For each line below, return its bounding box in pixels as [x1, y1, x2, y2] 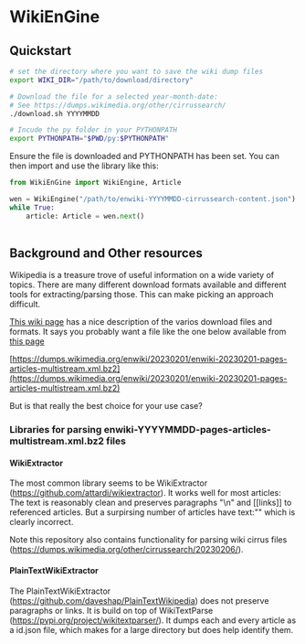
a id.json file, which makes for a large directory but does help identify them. [9, 624, 294, 635]
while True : [9, 203, 55, 212]
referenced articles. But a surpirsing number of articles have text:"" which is [9, 507, 296, 518]
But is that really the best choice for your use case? [9, 401, 203, 412]
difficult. [9, 299, 41, 310]
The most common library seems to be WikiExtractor [9, 478, 208, 488]
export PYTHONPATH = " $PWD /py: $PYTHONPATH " [9, 134, 170, 144]
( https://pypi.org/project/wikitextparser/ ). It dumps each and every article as [9, 615, 297, 626]
